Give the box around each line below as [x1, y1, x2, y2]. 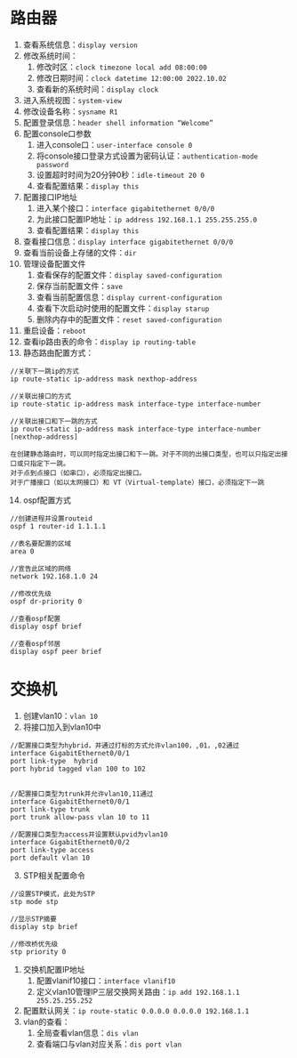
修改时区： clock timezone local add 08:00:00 [36, 61, 207, 72]
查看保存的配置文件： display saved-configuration [36, 269, 222, 280]
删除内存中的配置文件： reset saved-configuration [36, 313, 222, 325]
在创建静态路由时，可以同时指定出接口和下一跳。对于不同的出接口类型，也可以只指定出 [10, 449, 282, 458]
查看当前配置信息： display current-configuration [36, 291, 223, 303]
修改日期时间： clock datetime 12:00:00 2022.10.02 [36, 72, 227, 83]
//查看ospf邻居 [10, 639, 61, 648]
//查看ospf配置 [10, 614, 61, 623]
